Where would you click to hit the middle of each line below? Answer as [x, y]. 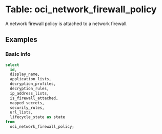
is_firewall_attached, [34, 98]
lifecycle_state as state [38, 117]
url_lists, [22, 113]
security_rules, [27, 108]
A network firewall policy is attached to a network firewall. [67, 24]
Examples [21, 40]
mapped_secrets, [27, 103]
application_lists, [31, 79]
